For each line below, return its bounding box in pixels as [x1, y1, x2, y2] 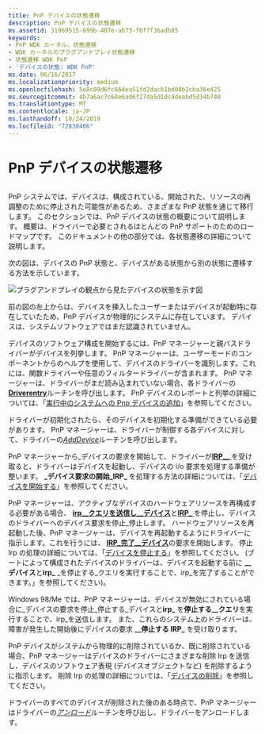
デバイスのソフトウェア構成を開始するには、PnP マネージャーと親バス [8, 339, 237, 348]
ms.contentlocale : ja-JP [8, 108, 90, 116]
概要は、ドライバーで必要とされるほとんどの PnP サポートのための [23, 221, 241, 231]
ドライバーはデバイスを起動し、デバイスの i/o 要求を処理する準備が [35, 462, 256, 471]
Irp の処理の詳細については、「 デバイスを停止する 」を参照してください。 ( [8, 548, 248, 558]
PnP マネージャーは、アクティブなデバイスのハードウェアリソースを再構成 [8, 498, 251, 508]
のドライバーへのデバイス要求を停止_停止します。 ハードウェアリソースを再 [8, 518, 255, 528]
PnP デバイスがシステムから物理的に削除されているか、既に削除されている [8, 641, 252, 651]
